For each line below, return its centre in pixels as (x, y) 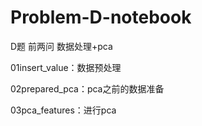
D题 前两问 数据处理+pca (61, 46)
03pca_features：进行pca (63, 110)
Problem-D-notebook (101, 17)
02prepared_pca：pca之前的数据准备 (87, 88)
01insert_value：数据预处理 (66, 67)
